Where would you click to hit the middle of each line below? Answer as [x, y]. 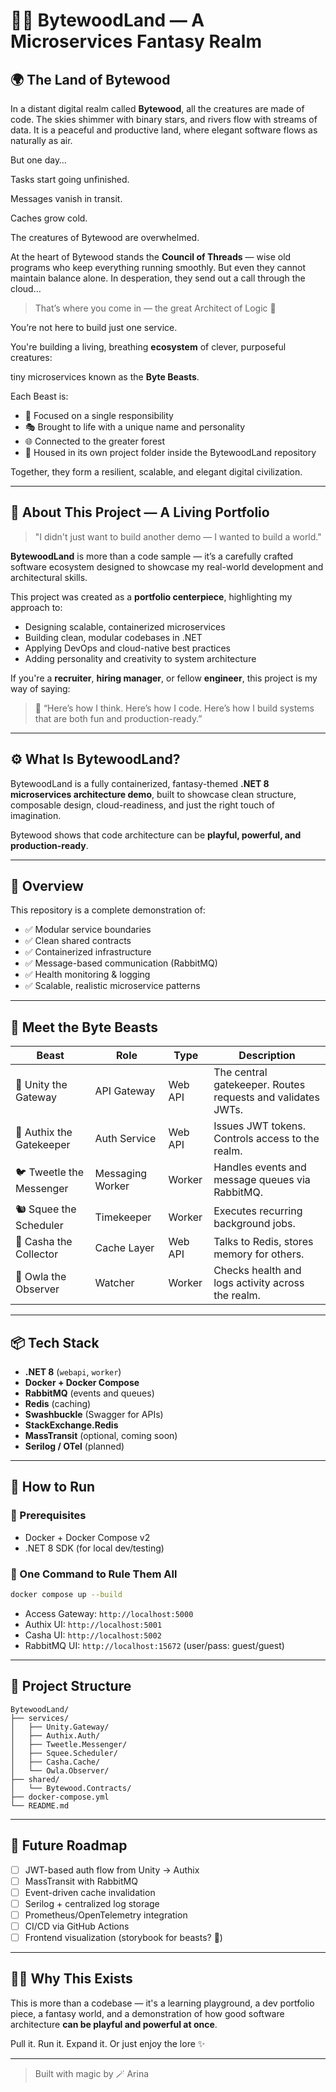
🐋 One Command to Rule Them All [94, 1574]
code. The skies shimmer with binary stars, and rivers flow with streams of [164, 119]
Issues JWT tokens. [259, 1126]
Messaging [121, 1174]
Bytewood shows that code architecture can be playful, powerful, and [156, 835]
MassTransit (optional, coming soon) [101, 1436]
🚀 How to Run [53, 1487]
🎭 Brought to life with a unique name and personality [135, 427]
